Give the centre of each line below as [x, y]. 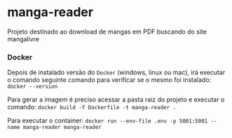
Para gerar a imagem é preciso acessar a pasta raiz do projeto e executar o [116, 99]
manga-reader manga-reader [62, 127]
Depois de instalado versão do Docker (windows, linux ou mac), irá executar [116, 73]
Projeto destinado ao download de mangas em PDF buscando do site [107, 32]
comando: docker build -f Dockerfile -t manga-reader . [92, 107]
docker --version [33, 87]
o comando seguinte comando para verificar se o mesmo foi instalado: [109, 80]
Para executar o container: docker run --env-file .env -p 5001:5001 [108, 120]
